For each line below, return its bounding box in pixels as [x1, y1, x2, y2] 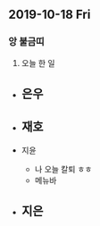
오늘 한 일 [21, 57, 55, 68]
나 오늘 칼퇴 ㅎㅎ [34, 163, 93, 174]
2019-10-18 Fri [8, 7, 91, 22]
